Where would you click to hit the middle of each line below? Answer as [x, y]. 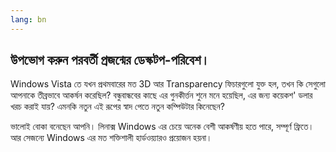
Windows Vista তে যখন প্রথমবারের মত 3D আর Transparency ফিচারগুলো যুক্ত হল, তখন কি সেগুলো [168, 84]
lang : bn [28, 19]
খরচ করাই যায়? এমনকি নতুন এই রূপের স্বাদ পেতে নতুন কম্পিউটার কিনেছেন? [117, 107]
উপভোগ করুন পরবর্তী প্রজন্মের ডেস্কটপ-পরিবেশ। [110, 60]
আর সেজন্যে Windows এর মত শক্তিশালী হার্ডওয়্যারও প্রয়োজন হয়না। [111, 138]
